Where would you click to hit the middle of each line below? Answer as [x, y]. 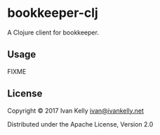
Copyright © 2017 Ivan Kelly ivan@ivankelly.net [75, 110]
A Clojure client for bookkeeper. [53, 32]
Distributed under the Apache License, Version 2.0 [80, 124]
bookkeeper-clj [53, 13]
